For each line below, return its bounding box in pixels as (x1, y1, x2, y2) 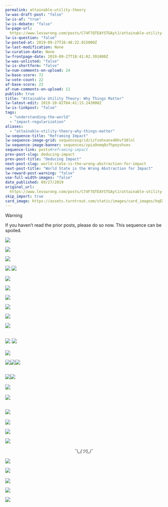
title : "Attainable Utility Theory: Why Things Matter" (5, 96, 124, 101)
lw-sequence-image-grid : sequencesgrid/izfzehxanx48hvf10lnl (5, 138, 135, 143)
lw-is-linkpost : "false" (5, 105, 57, 110)
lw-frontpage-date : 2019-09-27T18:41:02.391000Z (5, 54, 108, 59)
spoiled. (5, 227, 21, 233)
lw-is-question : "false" (5, 36, 57, 41)
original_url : (5, 185, 35, 190)
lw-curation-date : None (5, 49, 55, 54)
